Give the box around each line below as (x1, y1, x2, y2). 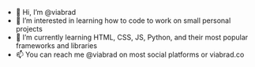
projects (15, 24, 43, 33)
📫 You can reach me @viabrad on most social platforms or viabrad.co (15, 50, 245, 59)
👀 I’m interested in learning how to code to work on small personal (15, 16, 231, 25)
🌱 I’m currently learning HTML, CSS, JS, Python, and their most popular (15, 32, 249, 42)
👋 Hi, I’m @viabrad (15, 8, 77, 17)
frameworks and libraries (15, 41, 97, 50)
